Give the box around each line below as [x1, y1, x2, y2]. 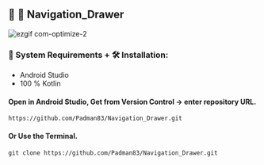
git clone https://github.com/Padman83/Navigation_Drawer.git [8, 148, 218, 157]
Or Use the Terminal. [8, 131, 78, 140]
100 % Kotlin [19, 79, 61, 88]
